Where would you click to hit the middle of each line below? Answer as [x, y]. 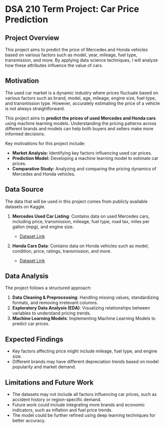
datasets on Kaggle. [25, 206]
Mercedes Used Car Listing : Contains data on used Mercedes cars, [81, 216]
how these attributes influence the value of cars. [54, 65]
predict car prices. [31, 324]
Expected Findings [34, 339]
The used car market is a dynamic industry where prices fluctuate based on [82, 93]
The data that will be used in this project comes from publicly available [76, 201]
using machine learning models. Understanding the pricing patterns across [81, 123]
